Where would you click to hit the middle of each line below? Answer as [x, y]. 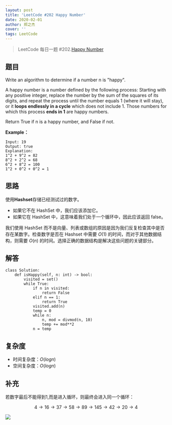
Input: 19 [16, 142]
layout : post [19, 10]
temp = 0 [42, 311]
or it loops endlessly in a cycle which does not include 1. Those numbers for [86, 106]
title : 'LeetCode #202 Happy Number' [46, 15]
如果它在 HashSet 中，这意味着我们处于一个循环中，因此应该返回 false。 [89, 217]
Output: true [19, 146]
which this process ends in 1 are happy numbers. [57, 112]
